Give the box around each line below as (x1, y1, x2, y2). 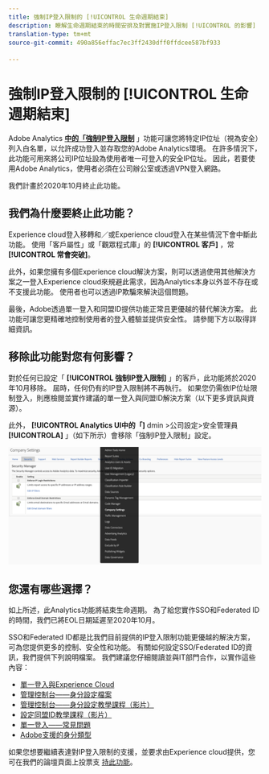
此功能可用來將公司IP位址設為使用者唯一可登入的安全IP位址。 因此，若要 (8, 154, 249, 163)
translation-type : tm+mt (8, 30, 92, 38)
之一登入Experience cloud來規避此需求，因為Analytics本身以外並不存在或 (14, 276, 259, 286)
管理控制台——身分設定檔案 (19, 689, 112, 700)
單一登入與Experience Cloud (19, 680, 115, 689)
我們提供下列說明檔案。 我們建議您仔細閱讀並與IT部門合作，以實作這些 (22, 652, 256, 662)
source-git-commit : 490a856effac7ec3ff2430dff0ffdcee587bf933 (8, 39, 221, 47)
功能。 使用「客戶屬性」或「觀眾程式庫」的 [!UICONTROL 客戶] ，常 (8, 239, 234, 249)
